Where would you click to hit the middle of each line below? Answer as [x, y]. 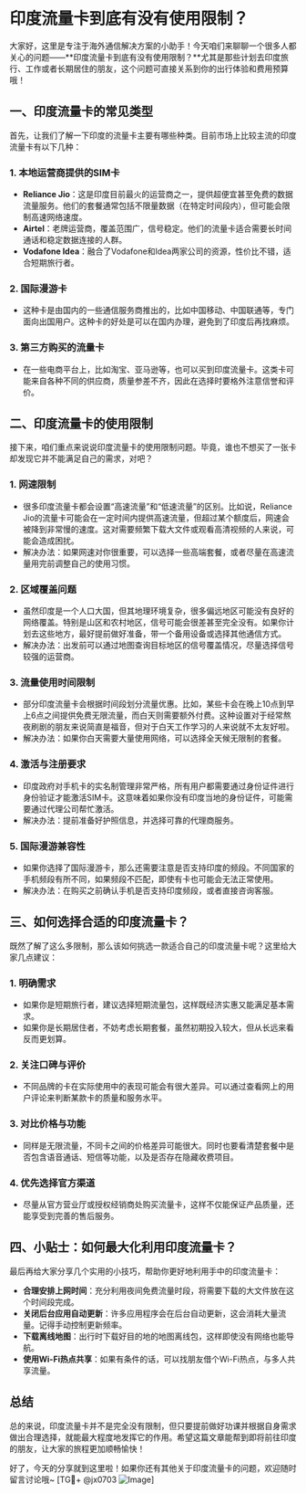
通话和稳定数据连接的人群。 [75, 240]
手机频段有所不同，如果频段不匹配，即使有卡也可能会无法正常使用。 [150, 879]
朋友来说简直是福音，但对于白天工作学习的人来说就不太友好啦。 [174, 727]
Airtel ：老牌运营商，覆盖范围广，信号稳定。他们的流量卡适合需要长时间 [157, 228]
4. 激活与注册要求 [48, 764]
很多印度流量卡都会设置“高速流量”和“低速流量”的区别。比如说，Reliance [158, 506]
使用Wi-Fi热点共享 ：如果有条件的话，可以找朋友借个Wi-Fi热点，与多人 [155, 1359]
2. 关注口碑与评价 [48, 1065]
